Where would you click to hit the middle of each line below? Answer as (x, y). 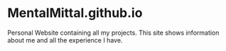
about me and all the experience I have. (65, 40)
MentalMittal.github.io (75, 13)
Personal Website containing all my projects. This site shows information (113, 33)
